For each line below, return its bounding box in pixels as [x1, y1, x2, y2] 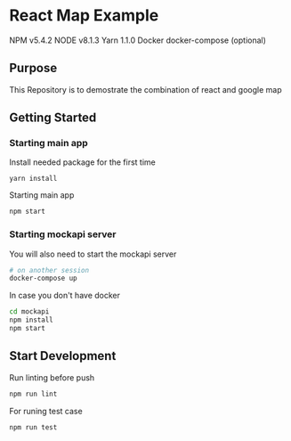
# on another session [9, 265, 90, 274]
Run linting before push [9, 372, 95, 383]
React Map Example [9, 5, 159, 26]
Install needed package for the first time [9, 157, 156, 167]
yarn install [9, 175, 58, 184]
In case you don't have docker [9, 290, 121, 301]
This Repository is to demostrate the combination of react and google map [9, 84, 282, 94]
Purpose [9, 61, 58, 76]
